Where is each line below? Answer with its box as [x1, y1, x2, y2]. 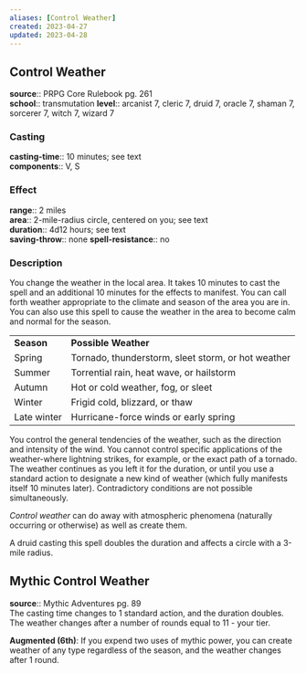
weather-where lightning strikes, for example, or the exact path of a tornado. [9, 454, 298, 465]
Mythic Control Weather [9, 573, 150, 589]
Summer [14, 366, 51, 379]
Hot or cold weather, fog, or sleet [70, 381, 213, 394]
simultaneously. [9, 492, 69, 503]
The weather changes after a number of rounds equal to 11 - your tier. [9, 617, 271, 628]
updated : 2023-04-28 [9, 30, 89, 39]
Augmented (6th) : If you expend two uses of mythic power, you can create [9, 635, 292, 646]
